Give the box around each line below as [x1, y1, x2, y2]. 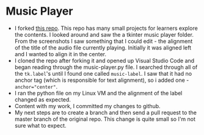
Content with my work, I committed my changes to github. [14, 102, 161, 109]
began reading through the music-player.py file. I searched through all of [14, 63, 198, 71]
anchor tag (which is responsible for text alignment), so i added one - [14, 76, 189, 84]
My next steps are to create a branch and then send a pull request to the [14, 109, 197, 116]
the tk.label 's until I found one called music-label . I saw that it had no [14, 70, 192, 77]
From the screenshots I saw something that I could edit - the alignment [14, 37, 193, 45]
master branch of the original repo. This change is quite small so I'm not [14, 115, 196, 123]
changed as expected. [14, 96, 71, 103]
